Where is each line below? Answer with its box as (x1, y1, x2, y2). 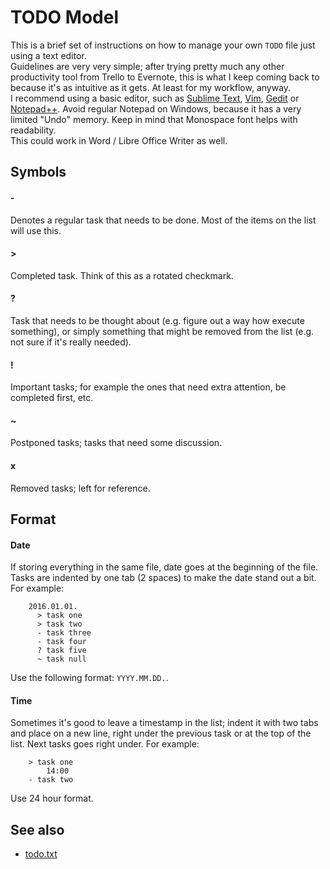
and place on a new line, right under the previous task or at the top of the (10, 727, 312, 740)
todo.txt (24, 848, 58, 860)
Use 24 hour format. (10, 792, 94, 805)
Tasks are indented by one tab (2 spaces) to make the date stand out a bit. (10, 572, 317, 584)
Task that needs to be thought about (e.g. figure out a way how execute (10, 314, 305, 326)
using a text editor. (10, 49, 87, 61)
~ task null (36, 654, 87, 665)
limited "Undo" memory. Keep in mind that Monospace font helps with (10, 113, 298, 125)
